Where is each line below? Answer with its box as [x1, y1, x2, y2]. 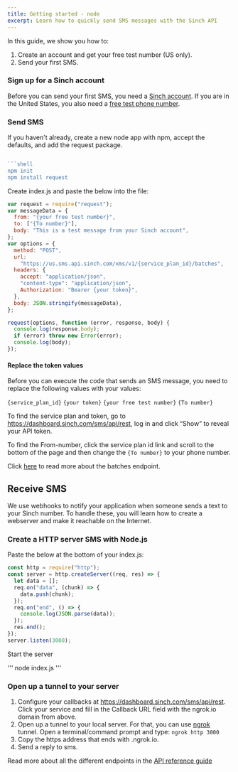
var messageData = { [7, 207, 69, 214]
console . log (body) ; [13, 339, 72, 346]
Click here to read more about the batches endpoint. [7, 462, 161, 471]
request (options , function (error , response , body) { [7, 319, 171, 326]
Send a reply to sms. [17, 743, 78, 751]
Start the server [7, 650, 53, 658]
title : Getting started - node [7, 10, 100, 18]
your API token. [7, 427, 53, 436]
